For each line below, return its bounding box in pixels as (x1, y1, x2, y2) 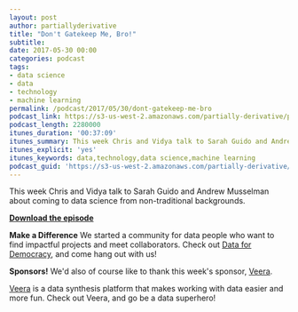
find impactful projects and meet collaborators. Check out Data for (9, 239, 252, 250)
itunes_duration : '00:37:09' (9, 129, 117, 138)
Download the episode (9, 212, 94, 223)
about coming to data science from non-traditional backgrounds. (9, 196, 246, 206)
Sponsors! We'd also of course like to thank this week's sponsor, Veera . (9, 266, 273, 276)
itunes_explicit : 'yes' (9, 145, 98, 154)
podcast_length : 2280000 (9, 121, 101, 130)
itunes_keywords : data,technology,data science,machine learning (9, 153, 255, 163)
